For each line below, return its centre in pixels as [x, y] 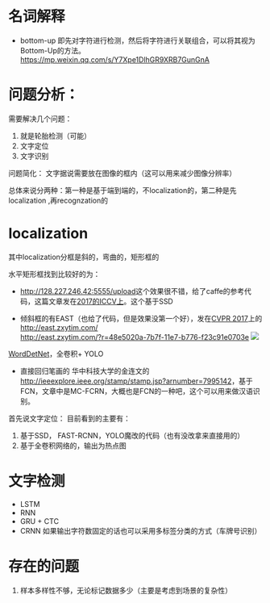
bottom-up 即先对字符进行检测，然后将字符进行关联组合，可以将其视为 [137, 40]
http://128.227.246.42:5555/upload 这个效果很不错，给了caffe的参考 [132, 291]
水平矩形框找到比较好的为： [54, 274]
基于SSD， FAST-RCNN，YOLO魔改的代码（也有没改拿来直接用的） [132, 435]
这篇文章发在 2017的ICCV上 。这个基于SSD [104, 301]
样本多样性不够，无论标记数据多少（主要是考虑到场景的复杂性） [126, 590]
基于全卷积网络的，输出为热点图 [73, 446]
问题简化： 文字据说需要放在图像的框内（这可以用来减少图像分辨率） [122, 173]
